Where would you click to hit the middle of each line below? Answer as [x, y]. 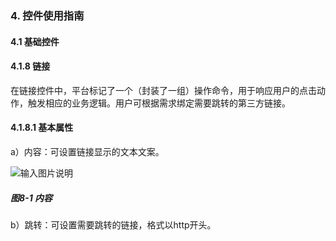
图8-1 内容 [31, 198]
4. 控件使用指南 [47, 15]
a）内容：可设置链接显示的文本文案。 [87, 151]
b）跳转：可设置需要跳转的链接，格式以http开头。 [113, 224]
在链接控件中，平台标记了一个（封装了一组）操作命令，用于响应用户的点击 [163, 90]
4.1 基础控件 [35, 41]
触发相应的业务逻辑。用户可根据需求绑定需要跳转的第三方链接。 [159, 103]
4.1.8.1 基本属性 [42, 128]
